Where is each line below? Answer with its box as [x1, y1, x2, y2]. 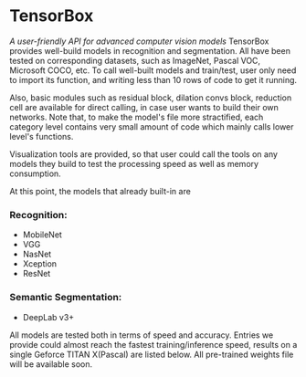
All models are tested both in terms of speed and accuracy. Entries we [9, 330, 274, 340]
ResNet [22, 268, 51, 279]
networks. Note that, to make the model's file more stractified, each [9, 111, 264, 122]
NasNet [22, 248, 52, 260]
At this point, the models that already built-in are [9, 185, 192, 196]
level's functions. [9, 131, 74, 141]
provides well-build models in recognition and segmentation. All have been [9, 45, 290, 56]
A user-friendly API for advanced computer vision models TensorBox [9, 36, 269, 47]
